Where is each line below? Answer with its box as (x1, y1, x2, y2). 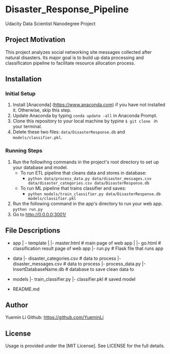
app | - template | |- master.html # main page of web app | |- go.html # (12, 240, 161, 246)
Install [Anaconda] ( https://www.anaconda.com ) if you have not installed (12, 101, 165, 108)
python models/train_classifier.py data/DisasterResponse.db (28, 191, 161, 197)
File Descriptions (5, 226, 60, 235)
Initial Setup (5, 90, 36, 97)
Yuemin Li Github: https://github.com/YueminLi (5, 314, 104, 321)
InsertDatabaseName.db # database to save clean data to (12, 266, 134, 272)
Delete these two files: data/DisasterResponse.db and (12, 129, 125, 135)
